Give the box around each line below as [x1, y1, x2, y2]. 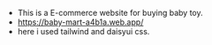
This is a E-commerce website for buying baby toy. [17, 8, 203, 18]
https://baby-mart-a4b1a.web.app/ [17, 17, 144, 27]
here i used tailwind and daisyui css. [17, 26, 150, 36]
